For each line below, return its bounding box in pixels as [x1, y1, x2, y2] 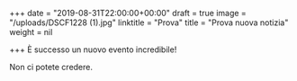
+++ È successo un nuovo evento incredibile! [9, 44, 177, 55]
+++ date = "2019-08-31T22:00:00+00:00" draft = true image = [9, 8, 247, 18]
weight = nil [9, 27, 53, 37]
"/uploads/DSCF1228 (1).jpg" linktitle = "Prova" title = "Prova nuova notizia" [9, 17, 289, 28]
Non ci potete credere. [9, 62, 93, 72]
